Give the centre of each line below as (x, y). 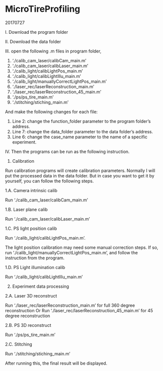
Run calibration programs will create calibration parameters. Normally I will (80, 171)
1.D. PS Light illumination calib (35, 267)
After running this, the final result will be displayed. (56, 363)
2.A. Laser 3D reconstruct (31, 296)
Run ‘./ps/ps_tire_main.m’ (30, 335)
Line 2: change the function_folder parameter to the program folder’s (81, 121)
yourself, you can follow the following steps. (49, 181)
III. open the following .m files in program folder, (53, 51)
